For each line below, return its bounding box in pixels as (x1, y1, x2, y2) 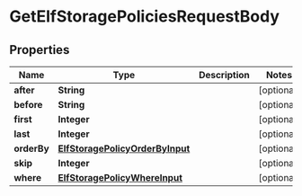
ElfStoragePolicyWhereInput (58, 172, 182, 183)
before (13, 99, 43, 111)
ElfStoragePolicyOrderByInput (58, 142, 191, 155)
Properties (9, 42, 70, 58)
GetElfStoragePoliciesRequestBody (9, 6, 280, 27)
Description (199, 69, 250, 81)
